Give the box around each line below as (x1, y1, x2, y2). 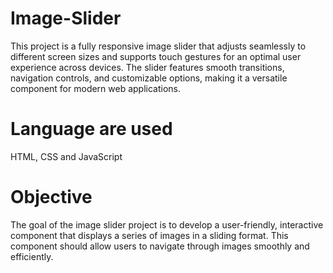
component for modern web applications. (10, 82, 182, 94)
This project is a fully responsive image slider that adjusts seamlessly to (10, 40, 307, 52)
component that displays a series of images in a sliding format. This (10, 229, 289, 241)
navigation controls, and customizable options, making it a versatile (10, 72, 288, 84)
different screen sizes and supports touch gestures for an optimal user (10, 50, 302, 62)
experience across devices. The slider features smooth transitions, (10, 61, 285, 73)
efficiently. (10, 250, 54, 262)
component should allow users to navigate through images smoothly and (10, 240, 310, 252)
